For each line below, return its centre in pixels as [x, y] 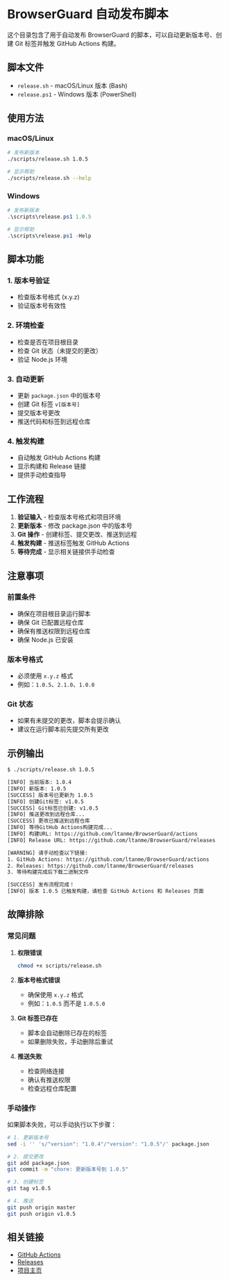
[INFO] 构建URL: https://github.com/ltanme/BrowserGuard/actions [102, 834]
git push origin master [42, 1207]
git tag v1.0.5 [29, 1189]
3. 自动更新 [26, 379]
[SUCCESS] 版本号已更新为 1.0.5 [50, 795]
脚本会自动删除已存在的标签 [67, 1032]
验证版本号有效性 [42, 305]
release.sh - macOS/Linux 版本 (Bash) [72, 85]
